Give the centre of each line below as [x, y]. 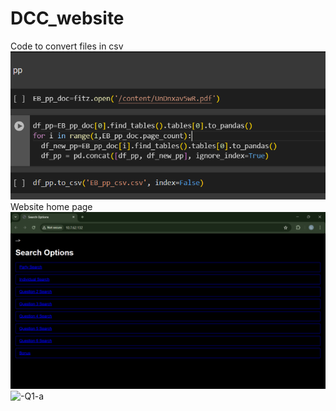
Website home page [51, 206]
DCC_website [67, 18]
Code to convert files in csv [67, 46]
